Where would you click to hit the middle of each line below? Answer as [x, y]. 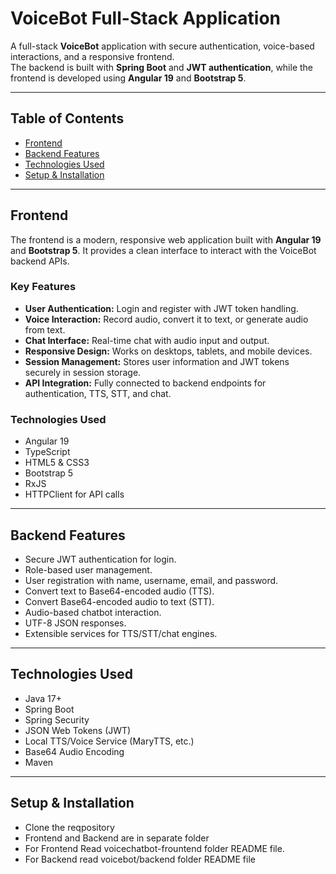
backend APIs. [40, 261]
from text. [45, 329]
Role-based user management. [88, 569]
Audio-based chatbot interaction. [93, 612]
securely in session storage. [83, 372]
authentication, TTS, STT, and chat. [98, 393]
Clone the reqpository [69, 827]
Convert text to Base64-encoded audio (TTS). [119, 591]
